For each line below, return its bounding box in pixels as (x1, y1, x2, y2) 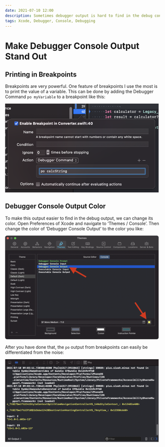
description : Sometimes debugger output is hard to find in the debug (5, 13, 153, 18)
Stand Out (5, 51, 47, 62)
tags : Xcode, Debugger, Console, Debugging (5, 18, 96, 23)
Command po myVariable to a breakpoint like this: (5, 94, 106, 100)
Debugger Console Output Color (5, 202, 106, 211)
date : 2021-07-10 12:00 (5, 8, 54, 13)
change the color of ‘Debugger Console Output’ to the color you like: (5, 225, 144, 231)
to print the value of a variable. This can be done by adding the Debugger (5, 89, 154, 95)
